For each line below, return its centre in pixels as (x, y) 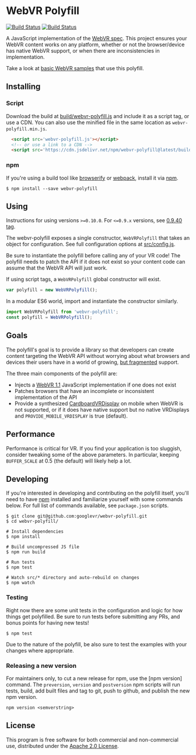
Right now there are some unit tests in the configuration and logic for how (94, 610)
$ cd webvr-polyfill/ (32, 522)
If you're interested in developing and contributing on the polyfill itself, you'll (97, 493)
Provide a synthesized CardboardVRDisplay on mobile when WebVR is (99, 403)
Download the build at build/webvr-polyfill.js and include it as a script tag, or (98, 116)
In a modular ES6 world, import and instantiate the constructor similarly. (92, 301)
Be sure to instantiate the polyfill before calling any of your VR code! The (93, 256)
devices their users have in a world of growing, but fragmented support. (92, 362)
